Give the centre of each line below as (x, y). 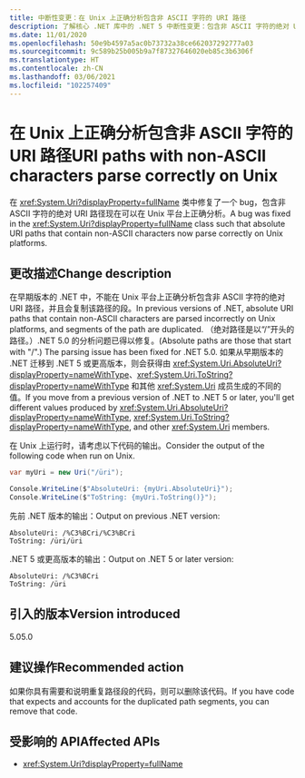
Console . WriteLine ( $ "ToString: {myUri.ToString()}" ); (113, 497)
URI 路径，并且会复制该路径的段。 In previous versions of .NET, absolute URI (152, 309)
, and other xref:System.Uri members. (199, 427)
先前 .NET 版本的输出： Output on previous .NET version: (115, 516)
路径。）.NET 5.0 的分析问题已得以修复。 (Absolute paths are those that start (151, 340)
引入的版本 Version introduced (95, 614)
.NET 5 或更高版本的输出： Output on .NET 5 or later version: (122, 559)
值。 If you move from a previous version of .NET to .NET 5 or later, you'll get (152, 398)
